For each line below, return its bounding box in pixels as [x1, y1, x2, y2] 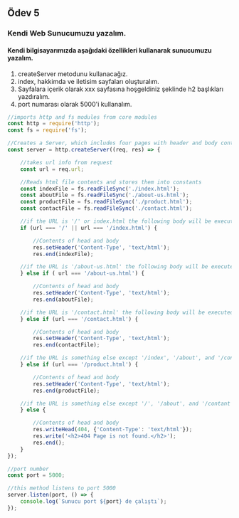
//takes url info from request [20, 159, 113, 166]
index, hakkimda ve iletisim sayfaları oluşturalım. [17, 77, 160, 85]
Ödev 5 [7, 7, 41, 19]
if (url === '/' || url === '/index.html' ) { [20, 224, 158, 231]
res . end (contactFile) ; [33, 342, 100, 349]
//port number [7, 465, 50, 472]
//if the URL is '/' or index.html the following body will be [20, 218, 212, 225]
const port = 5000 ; [7, 472, 65, 479]
